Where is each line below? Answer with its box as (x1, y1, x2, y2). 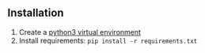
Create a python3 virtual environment (18, 27, 142, 36)
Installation (7, 6, 64, 20)
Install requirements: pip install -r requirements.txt (18, 36, 198, 45)
